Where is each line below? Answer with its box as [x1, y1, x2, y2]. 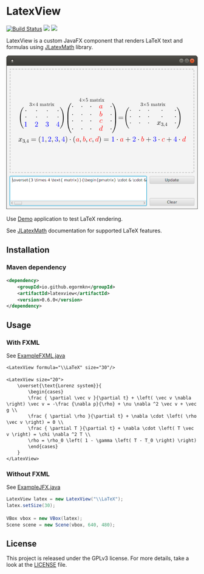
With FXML [6, 338, 40, 347]
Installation [6, 244, 50, 255]
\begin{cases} [28, 389, 64, 395]
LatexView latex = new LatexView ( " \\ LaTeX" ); [6, 496, 123, 502]
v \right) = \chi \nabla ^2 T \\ [6, 431, 91, 437]
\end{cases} [28, 443, 59, 449]
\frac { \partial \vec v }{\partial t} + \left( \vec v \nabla [28, 395, 191, 401]
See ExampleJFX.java [6, 483, 61, 491]
